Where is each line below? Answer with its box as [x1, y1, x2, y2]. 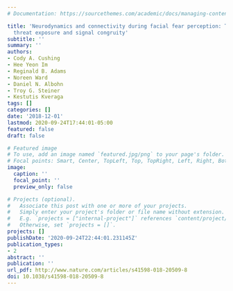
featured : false [7, 125, 54, 132]
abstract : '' [7, 254, 45, 261]
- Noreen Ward [7, 74, 49, 81]
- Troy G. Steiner [7, 87, 60, 94]
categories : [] [7, 107, 51, 114]
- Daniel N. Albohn [7, 80, 64, 87]
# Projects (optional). [7, 195, 76, 203]
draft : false [7, 132, 45, 139]
